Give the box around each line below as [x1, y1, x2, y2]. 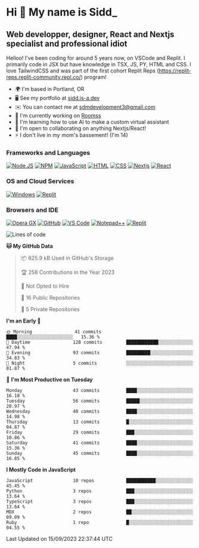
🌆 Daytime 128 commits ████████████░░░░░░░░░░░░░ [6, 339, 194, 345]
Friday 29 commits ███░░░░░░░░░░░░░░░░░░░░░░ [6, 429, 194, 436]
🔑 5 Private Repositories [20, 305, 80, 313]
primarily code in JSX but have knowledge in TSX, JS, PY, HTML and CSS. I [6, 61, 192, 68]
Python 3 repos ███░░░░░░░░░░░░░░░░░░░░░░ [6, 488, 194, 494]
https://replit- [158, 67, 192, 74]
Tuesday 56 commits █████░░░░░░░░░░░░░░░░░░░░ [6, 398, 194, 404]
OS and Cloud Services [6, 177, 74, 185]
